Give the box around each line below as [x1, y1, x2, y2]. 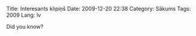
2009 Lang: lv [6, 11, 41, 19]
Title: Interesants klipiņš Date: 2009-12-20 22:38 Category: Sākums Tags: [6, 5, 191, 12]
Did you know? [6, 23, 44, 30]
